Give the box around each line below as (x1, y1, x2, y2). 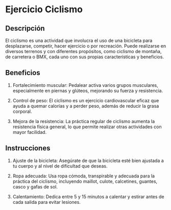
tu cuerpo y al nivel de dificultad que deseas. (12, 162, 108, 169)
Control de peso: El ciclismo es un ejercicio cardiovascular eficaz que (12, 97, 159, 103)
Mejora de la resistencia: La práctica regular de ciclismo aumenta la (12, 118, 155, 124)
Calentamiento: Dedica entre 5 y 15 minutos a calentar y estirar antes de (12, 193, 164, 200)
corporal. (12, 108, 32, 114)
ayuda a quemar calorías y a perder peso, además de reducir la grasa (12, 103, 159, 109)
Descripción (5, 24, 45, 33)
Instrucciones (5, 144, 51, 153)
